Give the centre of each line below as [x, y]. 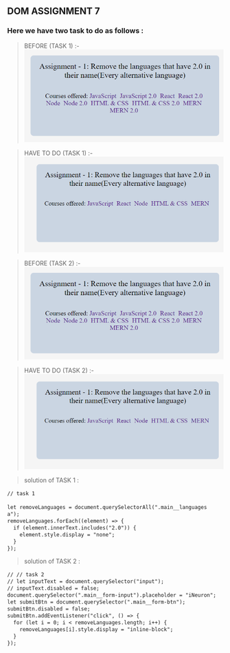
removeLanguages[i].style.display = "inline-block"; [96, 630]
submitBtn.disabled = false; [49, 609]
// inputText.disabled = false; [53, 589]
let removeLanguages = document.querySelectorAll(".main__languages [107, 508]
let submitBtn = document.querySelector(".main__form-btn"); [96, 602]
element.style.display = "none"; [67, 535]
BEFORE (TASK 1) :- [51, 46]
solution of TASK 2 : [52, 561]
